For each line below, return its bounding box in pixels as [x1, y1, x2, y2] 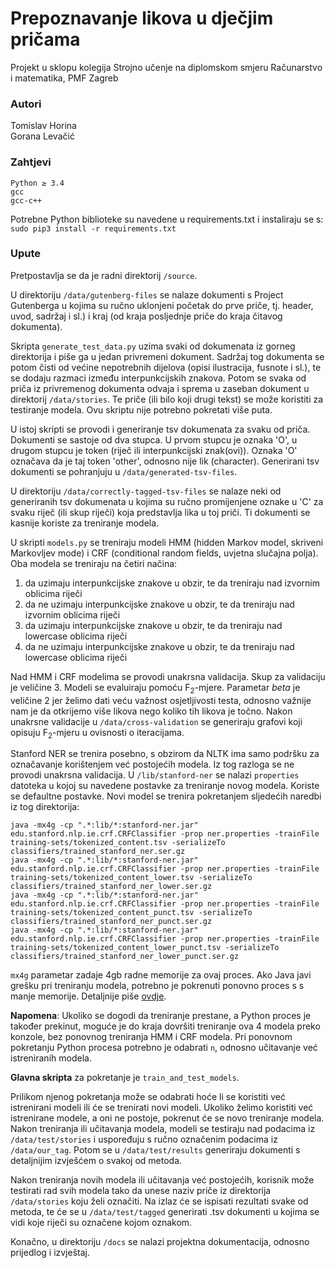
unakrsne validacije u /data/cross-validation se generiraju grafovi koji [10, 715, 303, 727]
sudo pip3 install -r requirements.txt [10, 223, 177, 234]
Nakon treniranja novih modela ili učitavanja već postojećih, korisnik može [10, 1174, 315, 1186]
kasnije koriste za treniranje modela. [10, 517, 160, 529]
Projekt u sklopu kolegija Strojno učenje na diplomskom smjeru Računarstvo [10, 61, 323, 73]
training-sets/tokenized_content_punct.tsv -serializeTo [10, 908, 253, 918]
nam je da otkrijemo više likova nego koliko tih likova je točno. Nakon [10, 705, 293, 717]
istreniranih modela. [10, 1052, 92, 1064]
